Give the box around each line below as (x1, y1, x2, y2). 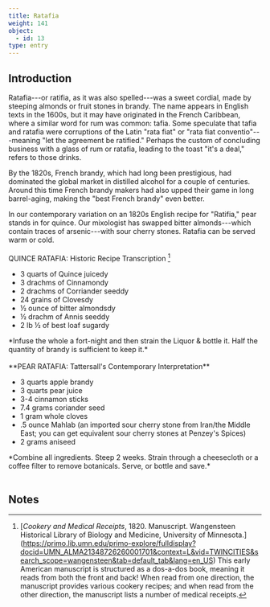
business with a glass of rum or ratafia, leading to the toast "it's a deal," (8, 144, 245, 154)
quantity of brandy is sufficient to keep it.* (8, 344, 149, 354)
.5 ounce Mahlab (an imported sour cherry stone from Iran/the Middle (19, 420, 251, 429)
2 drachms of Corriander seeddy (19, 286, 129, 296)
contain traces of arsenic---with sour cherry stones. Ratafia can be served (8, 226, 256, 236)
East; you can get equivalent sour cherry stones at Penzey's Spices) (19, 428, 247, 438)
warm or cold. (8, 235, 55, 244)
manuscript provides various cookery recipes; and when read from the (19, 581, 255, 591)
